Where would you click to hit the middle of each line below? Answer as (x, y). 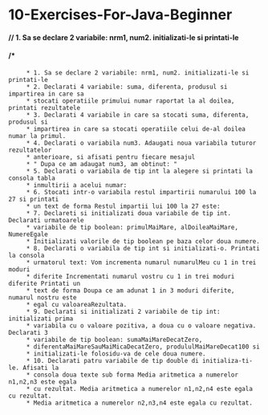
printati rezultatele (45, 108)
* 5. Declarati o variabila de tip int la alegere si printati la (139, 171)
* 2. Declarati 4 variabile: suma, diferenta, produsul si (127, 87)
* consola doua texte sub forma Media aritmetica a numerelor (132, 375)
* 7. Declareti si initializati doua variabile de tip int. (128, 213)
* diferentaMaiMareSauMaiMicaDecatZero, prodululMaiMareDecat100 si (143, 347)
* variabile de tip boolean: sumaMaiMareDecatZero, (114, 340)
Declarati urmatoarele (46, 220)
